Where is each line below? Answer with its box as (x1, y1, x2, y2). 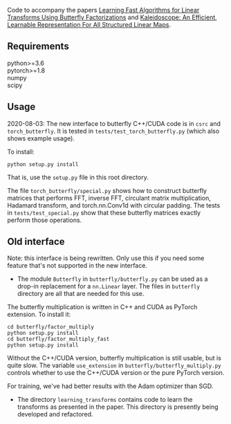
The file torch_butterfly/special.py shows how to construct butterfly (7, 186, 207, 194)
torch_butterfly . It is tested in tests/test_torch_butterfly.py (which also (7, 127, 220, 135)
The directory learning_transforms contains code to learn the (17, 396, 193, 404)
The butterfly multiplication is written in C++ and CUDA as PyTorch (7, 303, 198, 311)
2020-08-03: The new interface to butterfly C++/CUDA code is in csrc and (7, 119, 221, 127)
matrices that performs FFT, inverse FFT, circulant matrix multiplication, (7, 194, 211, 202)
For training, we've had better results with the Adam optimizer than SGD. (7, 382, 214, 390)
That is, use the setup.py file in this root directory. (7, 173, 149, 181)
